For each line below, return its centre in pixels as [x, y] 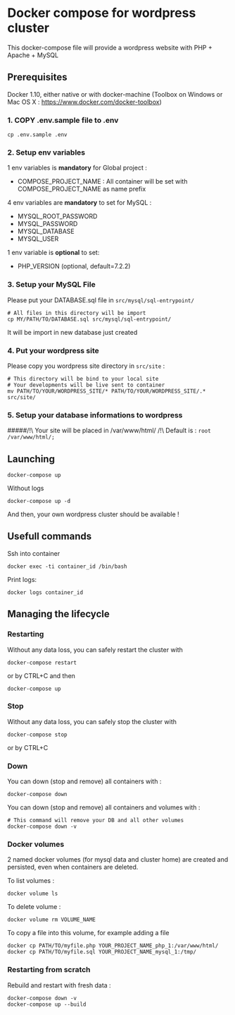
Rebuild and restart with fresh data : [59, 985]
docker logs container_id [45, 592]
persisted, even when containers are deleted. [73, 867]
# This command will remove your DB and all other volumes [96, 821]
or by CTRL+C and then [42, 675]
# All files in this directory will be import [77, 313]
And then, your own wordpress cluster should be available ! [93, 514]
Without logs [26, 488]
